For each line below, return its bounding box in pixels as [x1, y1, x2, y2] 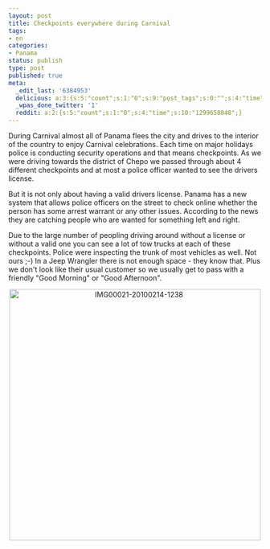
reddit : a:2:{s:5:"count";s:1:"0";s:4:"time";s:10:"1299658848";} [15, 109, 243, 117]
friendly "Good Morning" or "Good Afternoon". [8, 273, 162, 282]
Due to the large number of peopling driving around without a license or [8, 231, 246, 240]
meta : [8, 79, 27, 87]
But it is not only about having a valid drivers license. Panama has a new [8, 190, 247, 199]
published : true [8, 72, 63, 80]
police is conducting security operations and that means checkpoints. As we [8, 148, 262, 158]
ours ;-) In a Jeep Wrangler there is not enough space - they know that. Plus [8, 256, 261, 265]
